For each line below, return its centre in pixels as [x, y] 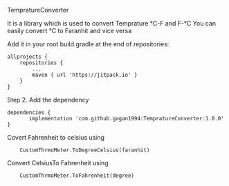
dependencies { [29, 113]
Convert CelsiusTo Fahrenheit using [58, 163]
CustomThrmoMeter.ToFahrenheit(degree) [77, 176]
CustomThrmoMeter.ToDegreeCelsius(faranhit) [85, 150]
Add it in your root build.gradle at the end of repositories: [88, 44]
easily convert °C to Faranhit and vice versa [70, 31]
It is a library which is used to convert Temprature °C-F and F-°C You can [112, 23]
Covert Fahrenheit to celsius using [56, 137]
